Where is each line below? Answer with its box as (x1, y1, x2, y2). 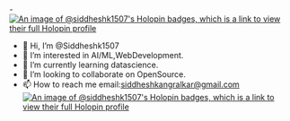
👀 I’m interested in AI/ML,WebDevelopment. (22, 50, 184, 60)
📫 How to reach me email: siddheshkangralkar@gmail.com (22, 79, 240, 90)
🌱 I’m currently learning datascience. (22, 59, 159, 70)
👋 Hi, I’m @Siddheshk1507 (22, 40, 119, 51)
